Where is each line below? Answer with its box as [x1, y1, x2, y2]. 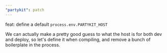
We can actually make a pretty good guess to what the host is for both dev [5, 31, 162, 37]
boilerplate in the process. [5, 41, 60, 48]
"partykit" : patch [5, 7, 44, 13]
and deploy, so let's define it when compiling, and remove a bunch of [5, 36, 151, 42]
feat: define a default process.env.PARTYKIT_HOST [5, 21, 108, 27]
